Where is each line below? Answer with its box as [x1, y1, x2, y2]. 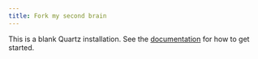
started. [8, 42, 35, 53]
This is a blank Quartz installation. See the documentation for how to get [8, 34, 250, 44]
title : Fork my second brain [8, 11, 107, 20]
